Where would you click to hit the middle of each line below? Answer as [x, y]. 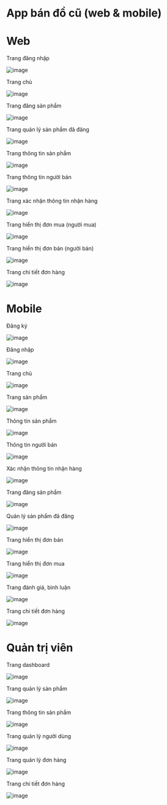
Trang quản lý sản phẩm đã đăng [48, 129]
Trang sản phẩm [27, 397]
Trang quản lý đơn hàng [36, 760]
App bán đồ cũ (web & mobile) [84, 13]
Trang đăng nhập [28, 58]
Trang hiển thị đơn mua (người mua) [51, 225]
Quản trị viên [40, 648]
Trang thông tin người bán [39, 177]
